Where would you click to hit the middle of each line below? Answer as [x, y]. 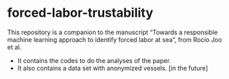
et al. [14, 47]
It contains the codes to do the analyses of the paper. [94, 60]
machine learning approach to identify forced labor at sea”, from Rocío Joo [114, 39]
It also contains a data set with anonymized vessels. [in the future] [112, 68]
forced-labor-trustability [80, 13]
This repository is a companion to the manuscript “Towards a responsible [112, 32]
